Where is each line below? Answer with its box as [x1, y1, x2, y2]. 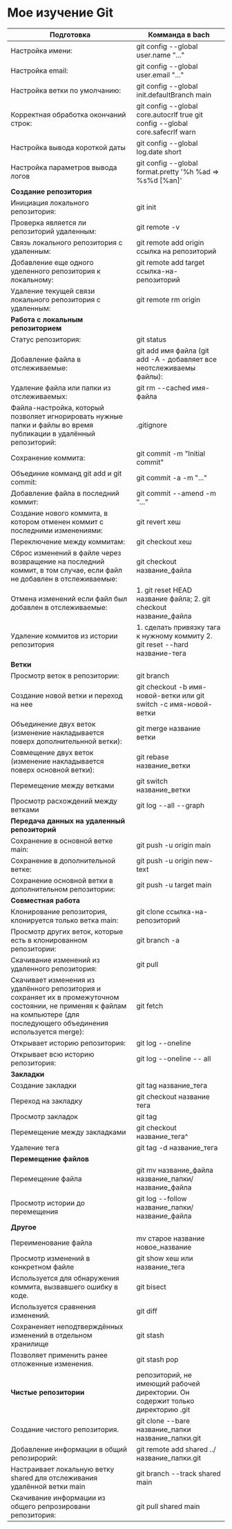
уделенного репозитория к [10, 266, 101, 276]
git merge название [136, 723, 201, 733]
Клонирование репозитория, [10, 907, 108, 916]
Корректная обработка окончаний [10, 109, 126, 119]
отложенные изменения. [10, 1359, 94, 1369]
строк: [10, 118, 32, 128]
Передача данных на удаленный [10, 816, 126, 826]
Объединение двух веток [10, 719, 96, 729]
